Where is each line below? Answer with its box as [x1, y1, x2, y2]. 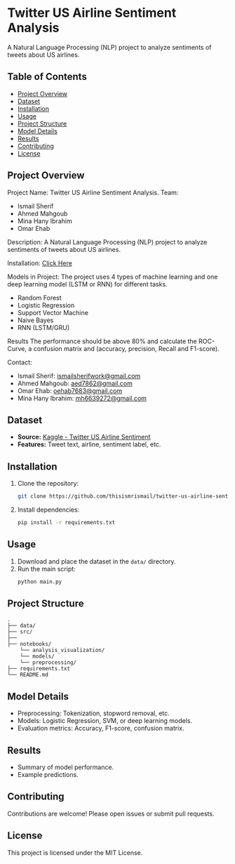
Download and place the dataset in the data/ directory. [17, 557, 176, 566]
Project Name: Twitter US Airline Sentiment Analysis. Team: [7, 188, 179, 197]
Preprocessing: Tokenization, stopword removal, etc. [17, 709, 170, 717]
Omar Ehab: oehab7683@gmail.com [17, 386, 123, 394]
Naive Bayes [17, 316, 54, 324]
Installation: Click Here [7, 258, 72, 267]
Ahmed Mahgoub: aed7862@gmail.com [17, 379, 133, 387]
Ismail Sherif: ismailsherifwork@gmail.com [17, 371, 141, 380]
